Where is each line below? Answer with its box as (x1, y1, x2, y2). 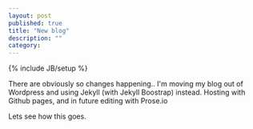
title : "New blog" (8, 26, 70, 34)
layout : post (8, 11, 52, 20)
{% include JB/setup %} (8, 63, 88, 73)
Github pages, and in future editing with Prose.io (8, 96, 168, 106)
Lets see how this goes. (8, 111, 86, 121)
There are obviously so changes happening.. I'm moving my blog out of (8, 79, 244, 89)
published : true (8, 19, 62, 27)
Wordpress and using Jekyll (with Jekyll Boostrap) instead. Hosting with (8, 87, 246, 97)
